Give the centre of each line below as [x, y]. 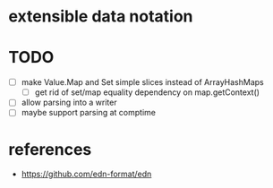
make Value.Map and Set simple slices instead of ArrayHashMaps [143, 82]
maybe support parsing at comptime [88, 113]
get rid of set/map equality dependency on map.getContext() [147, 92]
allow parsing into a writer [69, 103]
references [50, 149]
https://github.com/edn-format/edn [86, 174]
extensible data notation [101, 17]
